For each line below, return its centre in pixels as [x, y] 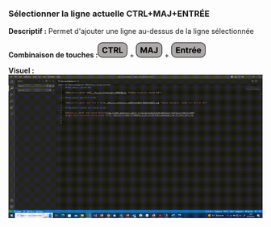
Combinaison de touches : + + [89, 55]
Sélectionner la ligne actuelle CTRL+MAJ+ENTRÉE [109, 14]
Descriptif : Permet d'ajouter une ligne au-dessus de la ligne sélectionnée [131, 32]
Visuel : [21, 71]
